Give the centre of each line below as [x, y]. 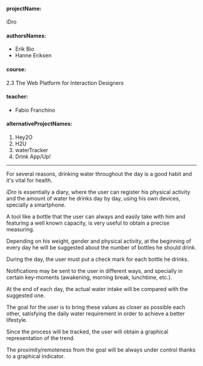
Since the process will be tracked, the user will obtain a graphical [87, 332]
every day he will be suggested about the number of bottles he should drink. [101, 248]
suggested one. [26, 295]
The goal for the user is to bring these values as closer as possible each [96, 307]
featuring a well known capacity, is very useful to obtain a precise [88, 223]
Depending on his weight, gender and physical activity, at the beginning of [99, 241]
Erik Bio [24, 49]
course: [16, 69]
